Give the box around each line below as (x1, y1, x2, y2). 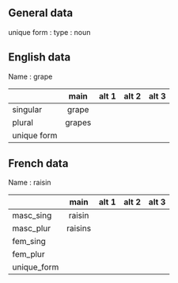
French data (8, 157, 69, 170)
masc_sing (12, 210, 52, 221)
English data (8, 51, 71, 64)
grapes (65, 117, 92, 128)
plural (12, 117, 34, 128)
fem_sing (12, 236, 46, 247)
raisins (66, 223, 92, 234)
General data (8, 6, 74, 20)
